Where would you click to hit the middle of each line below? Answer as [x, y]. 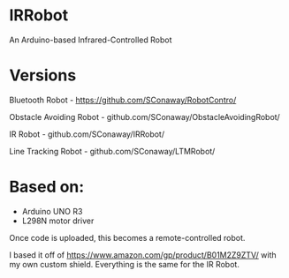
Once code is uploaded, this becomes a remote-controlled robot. [127, 237]
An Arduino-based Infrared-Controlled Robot [91, 40]
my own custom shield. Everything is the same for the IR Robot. [125, 264]
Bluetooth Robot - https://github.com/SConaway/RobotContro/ [123, 100]
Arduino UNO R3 [52, 211]
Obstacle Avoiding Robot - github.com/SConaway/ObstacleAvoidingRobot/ [144, 116]
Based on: [47, 187]
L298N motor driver [58, 221]
